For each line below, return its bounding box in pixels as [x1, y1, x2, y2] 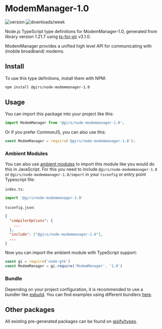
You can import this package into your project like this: [5, 111, 114, 117]
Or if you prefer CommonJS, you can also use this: [5, 129, 106, 135]
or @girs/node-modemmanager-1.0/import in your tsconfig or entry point [5, 171, 146, 178]
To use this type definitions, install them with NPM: [5, 75, 107, 81]
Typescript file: [5, 177, 35, 183]
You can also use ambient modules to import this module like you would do [5, 161, 155, 167]
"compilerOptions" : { [9, 219, 53, 223]
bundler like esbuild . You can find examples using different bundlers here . [5, 292, 153, 297]
